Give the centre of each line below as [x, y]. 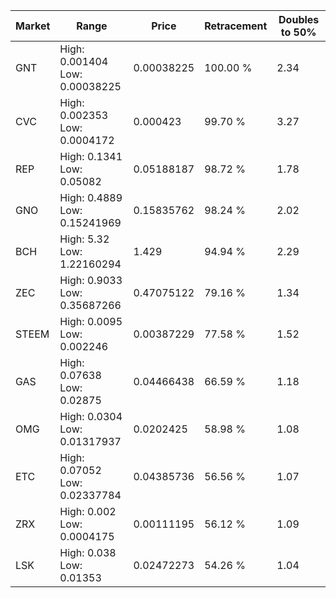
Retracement [236, 26]
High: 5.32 [84, 239]
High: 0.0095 [91, 321]
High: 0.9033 [91, 280]
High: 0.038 [88, 552]
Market [33, 26]
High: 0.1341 [91, 156]
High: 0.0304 [91, 416]
